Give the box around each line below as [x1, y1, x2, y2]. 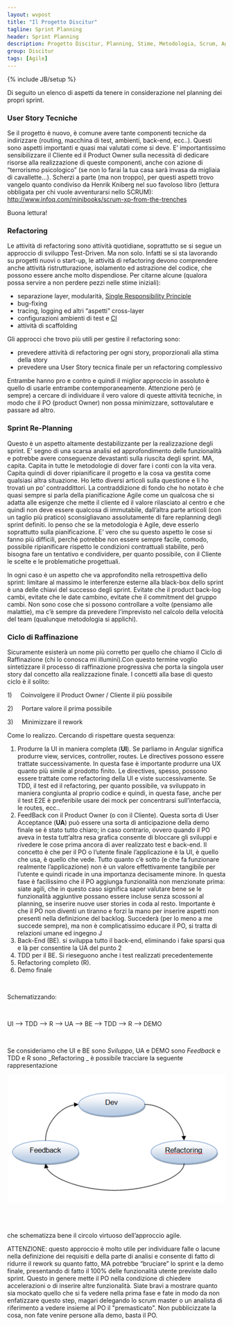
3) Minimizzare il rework [7, 718, 83, 726]
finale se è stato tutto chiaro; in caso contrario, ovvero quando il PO [17, 826, 210, 834]
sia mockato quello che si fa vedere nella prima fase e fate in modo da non [7, 1289, 220, 1298]
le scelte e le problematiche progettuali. [7, 557, 121, 566]
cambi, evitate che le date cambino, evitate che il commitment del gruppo [7, 593, 217, 601]
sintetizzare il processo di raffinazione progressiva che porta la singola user [7, 663, 224, 671]
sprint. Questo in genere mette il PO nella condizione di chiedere [7, 1274, 191, 1283]
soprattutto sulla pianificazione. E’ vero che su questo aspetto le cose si [7, 527, 213, 536]
